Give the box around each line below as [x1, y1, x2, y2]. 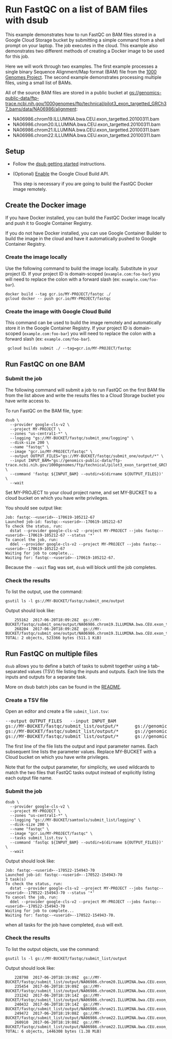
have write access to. [5, 398, 51, 404]
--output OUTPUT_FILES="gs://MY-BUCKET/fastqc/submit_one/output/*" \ [10, 453, 164, 459]
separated [5, 668, 27, 674]
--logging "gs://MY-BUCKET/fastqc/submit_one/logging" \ [10, 435, 134, 441]
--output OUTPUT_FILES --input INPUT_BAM [5, 718, 116, 724]
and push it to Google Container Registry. [5, 220, 93, 226]
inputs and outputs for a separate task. [5, 674, 87, 680]
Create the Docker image [5, 201, 87, 210]
